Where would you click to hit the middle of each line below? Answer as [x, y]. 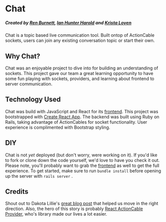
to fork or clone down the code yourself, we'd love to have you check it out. [83, 160]
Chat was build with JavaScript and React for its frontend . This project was [82, 111]
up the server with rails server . [39, 176]
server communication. [29, 84]
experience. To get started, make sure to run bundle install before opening [83, 171]
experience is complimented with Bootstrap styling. [58, 127]
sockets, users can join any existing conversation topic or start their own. [80, 41]
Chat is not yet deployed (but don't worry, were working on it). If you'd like [81, 155]
